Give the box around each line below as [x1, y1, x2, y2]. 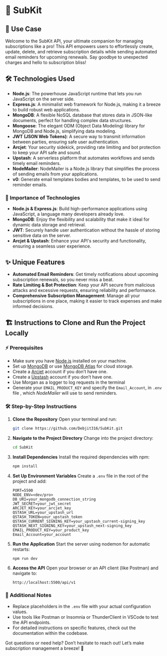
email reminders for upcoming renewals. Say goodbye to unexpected [5, 54, 148, 60]
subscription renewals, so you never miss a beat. [12, 276, 114, 282]
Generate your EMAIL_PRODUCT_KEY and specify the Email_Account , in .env [12, 384, 162, 390]
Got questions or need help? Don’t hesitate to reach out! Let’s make [5, 640, 144, 646]
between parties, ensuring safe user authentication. [12, 139, 119, 145]
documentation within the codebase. [12, 630, 89, 636]
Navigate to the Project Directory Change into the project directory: [12, 435, 154, 441]
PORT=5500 [12, 488, 34, 493]
